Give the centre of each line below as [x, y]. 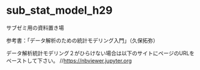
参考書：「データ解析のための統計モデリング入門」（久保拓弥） [82, 40]
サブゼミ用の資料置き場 [35, 28]
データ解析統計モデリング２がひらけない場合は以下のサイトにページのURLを [101, 53]
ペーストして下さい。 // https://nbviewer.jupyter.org [69, 60]
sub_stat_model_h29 [59, 10]
